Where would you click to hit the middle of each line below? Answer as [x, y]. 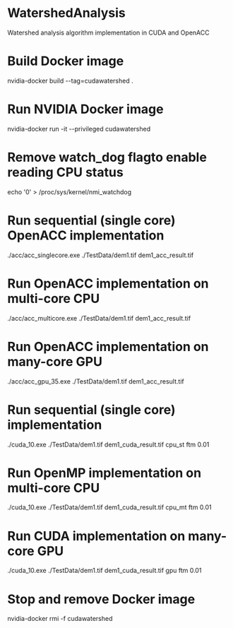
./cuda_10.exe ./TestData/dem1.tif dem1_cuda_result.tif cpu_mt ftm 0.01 [109, 507]
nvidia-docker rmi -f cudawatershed [60, 619]
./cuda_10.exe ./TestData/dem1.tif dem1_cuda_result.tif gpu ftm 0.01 [104, 571]
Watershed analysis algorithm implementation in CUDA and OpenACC [108, 32]
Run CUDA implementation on [96, 536]
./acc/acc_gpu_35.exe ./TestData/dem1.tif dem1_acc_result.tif [96, 381]
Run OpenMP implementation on [104, 473]
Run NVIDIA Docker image [85, 109]
